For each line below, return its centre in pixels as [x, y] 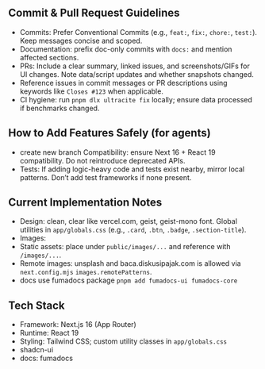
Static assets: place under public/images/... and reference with [125, 247]
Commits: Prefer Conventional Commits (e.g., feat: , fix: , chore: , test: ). [138, 32]
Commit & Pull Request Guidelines [94, 13]
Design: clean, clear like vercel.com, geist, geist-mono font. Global [129, 221]
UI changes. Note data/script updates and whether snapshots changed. [136, 74]
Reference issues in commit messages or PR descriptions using [123, 83]
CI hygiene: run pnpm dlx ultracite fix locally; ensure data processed [136, 99]
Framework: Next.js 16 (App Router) [78, 325]
